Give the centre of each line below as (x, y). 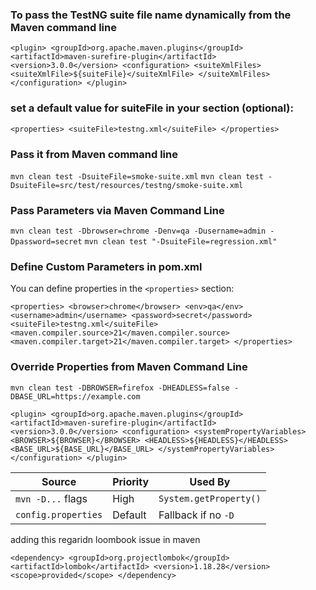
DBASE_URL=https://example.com (75, 396)
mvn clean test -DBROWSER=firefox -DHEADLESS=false (120, 388)
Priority (131, 481)
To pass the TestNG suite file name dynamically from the (151, 15)
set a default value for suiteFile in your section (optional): (152, 108)
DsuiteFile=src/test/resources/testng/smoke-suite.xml (127, 185)
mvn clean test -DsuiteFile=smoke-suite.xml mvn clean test (137, 176)
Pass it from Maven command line (94, 154)
